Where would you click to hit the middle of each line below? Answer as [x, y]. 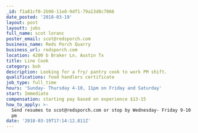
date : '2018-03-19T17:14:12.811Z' [49, 121]
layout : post [22, 22]
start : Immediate [27, 94]
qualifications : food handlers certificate [60, 77]
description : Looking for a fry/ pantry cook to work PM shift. [87, 72]
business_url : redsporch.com [42, 50]
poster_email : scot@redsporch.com [49, 39]
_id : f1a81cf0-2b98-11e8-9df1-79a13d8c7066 [60, 11]
